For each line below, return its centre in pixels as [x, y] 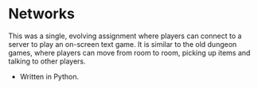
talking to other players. [47, 61]
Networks [42, 14]
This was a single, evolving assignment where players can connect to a [125, 36]
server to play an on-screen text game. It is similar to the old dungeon [123, 44]
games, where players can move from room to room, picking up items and [129, 52]
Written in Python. [49, 76]
